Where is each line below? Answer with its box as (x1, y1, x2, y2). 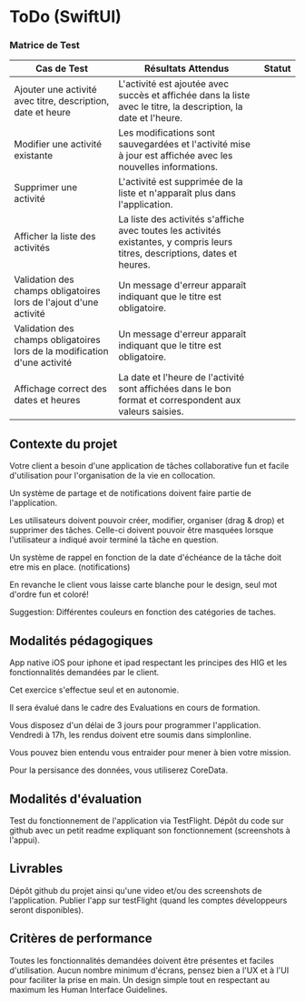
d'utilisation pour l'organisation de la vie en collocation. (9, 471, 216, 481)
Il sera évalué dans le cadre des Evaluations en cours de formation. (9, 703, 261, 714)
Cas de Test (34, 62, 89, 75)
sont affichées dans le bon (117, 382, 231, 395)
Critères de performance (9, 931, 152, 946)
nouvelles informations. (117, 161, 218, 174)
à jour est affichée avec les (117, 149, 233, 162)
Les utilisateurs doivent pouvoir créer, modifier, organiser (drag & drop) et (9, 515, 284, 526)
